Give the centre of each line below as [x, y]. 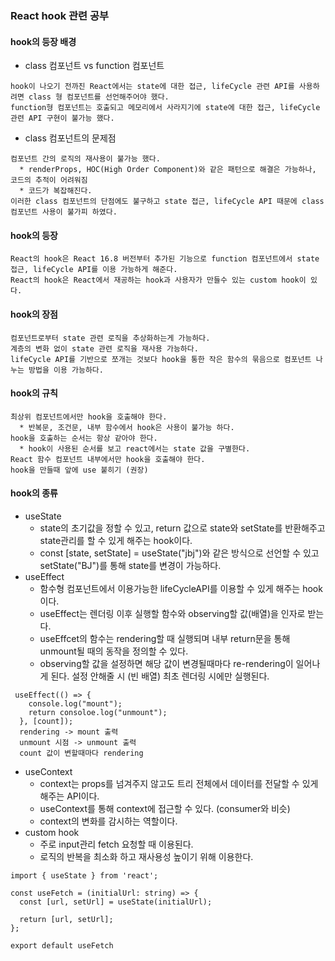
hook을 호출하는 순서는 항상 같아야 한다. [84, 438]
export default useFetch [62, 945]
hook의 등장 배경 [43, 41]
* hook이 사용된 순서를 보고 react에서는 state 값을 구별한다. [135, 448]
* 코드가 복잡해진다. [56, 191]
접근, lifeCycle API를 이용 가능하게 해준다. [94, 270]
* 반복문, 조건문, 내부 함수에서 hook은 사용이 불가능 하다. [127, 427]
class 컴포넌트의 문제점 [70, 138]
